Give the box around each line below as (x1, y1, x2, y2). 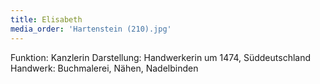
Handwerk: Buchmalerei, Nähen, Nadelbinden (10, 62, 199, 74)
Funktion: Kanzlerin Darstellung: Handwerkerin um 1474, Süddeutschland (10, 51, 312, 63)
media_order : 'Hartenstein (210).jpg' (10, 24, 172, 34)
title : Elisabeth (10, 14, 83, 25)
